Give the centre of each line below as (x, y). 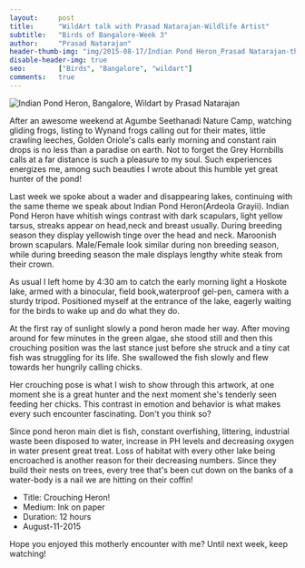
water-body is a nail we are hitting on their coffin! (101, 480)
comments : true (42, 77)
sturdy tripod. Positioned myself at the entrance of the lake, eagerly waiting (151, 300)
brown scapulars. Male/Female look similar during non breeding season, (144, 244)
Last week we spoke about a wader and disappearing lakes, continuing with (151, 196)
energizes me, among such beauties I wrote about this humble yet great (144, 168)
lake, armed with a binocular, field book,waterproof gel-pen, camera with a (149, 291)
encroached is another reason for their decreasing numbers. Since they (143, 460)
